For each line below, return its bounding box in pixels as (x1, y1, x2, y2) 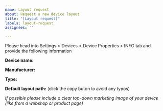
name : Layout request (5, 7, 49, 12)
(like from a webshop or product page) (5, 100, 83, 106)
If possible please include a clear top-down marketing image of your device (5, 95, 159, 101)
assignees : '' (5, 25, 34, 30)
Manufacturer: (5, 67, 36, 73)
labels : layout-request (5, 20, 54, 26)
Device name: (5, 57, 34, 63)
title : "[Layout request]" (5, 16, 60, 21)
